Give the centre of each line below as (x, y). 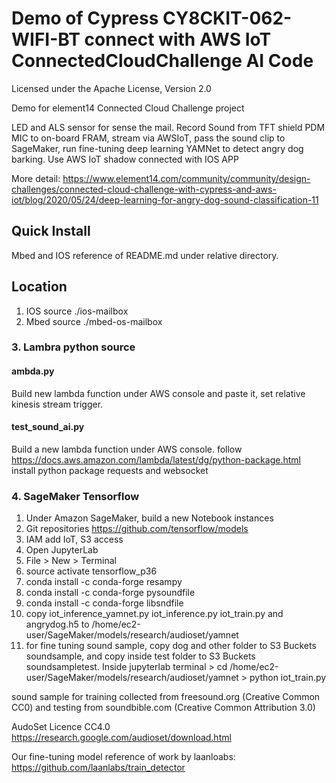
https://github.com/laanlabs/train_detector (98, 768)
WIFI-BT (46, 39)
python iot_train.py (288, 678)
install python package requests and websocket (110, 470)
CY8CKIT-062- (227, 18)
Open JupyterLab (62, 550)
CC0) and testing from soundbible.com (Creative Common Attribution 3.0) (163, 708)
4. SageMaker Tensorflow (75, 496)
